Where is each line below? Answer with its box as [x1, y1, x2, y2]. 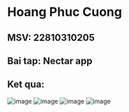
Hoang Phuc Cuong [7, 4, 122, 20]
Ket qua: [7, 79, 45, 91]
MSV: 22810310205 [7, 32, 96, 44]
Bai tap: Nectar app [7, 55, 93, 66]
